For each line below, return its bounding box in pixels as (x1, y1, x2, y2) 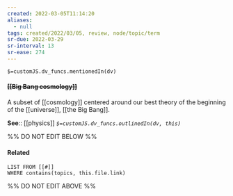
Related (7, 148, 30, 156)
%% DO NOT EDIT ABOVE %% (7, 182, 96, 190)
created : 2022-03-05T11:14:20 (7, 10, 95, 17)
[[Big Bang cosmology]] (7, 83, 78, 91)
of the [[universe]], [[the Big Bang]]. (7, 106, 110, 114)
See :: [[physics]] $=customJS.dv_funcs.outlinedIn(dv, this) (7, 119, 182, 127)
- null (13, 23, 33, 30)
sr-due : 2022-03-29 (7, 36, 64, 43)
